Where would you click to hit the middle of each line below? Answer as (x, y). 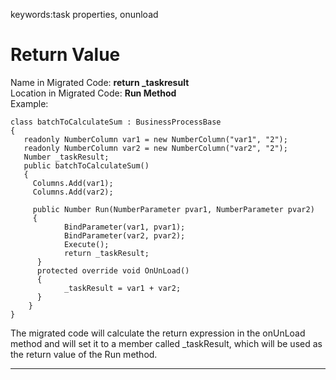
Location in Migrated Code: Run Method (93, 93)
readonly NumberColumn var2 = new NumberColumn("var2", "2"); (155, 148)
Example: (29, 103)
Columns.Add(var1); (73, 183)
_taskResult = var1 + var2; (122, 288)
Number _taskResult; (66, 157)
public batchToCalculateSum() (86, 165)
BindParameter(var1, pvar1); (124, 227)
